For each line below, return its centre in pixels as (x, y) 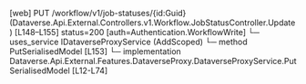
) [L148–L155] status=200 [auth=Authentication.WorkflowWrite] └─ (134, 32)
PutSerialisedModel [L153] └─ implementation (96, 51)
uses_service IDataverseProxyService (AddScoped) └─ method (128, 42)
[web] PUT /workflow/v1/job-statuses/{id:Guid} (98, 13)
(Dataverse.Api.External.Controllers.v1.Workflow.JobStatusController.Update (153, 23)
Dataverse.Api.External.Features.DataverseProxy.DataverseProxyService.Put (153, 61)
